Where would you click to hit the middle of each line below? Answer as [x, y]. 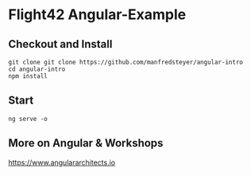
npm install [28, 76]
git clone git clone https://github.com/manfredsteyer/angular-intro [126, 62]
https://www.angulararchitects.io [62, 162]
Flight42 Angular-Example [97, 15]
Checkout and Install [60, 44]
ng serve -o [28, 119]
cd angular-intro [37, 69]
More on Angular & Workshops [86, 144]
